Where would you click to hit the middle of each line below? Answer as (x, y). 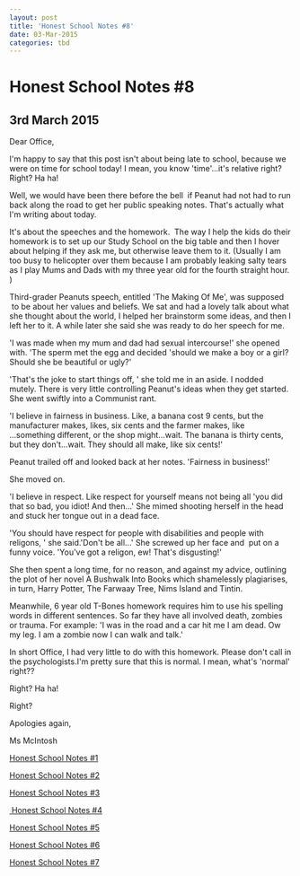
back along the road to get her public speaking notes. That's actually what (147, 205)
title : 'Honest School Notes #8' (72, 26)
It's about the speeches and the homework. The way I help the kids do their (150, 232)
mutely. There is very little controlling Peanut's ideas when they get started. (149, 389)
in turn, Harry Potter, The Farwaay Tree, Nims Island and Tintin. (126, 589)
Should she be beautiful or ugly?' (71, 362)
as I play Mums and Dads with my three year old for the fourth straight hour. (150, 270)
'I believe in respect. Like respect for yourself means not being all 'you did (146, 497)
